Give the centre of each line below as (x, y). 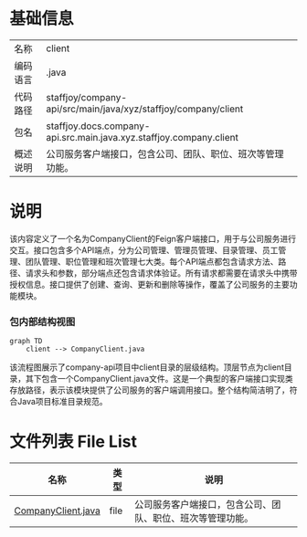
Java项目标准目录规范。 (62, 402)
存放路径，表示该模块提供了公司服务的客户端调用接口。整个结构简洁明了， (149, 390)
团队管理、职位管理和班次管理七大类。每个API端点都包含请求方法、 (152, 261)
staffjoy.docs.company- (98, 126)
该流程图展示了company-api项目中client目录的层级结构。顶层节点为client (147, 367)
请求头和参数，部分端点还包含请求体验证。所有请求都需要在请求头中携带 (161, 273)
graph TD (26, 342)
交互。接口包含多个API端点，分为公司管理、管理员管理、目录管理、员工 (144, 250)
